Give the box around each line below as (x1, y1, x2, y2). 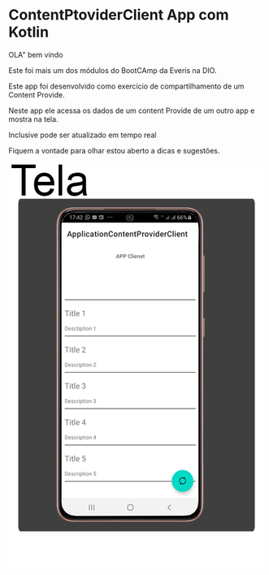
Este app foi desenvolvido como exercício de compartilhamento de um (8, 81, 245, 91)
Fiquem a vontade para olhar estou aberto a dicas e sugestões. (8, 145, 220, 155)
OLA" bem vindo (8, 50, 63, 59)
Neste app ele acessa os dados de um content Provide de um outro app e (8, 106, 255, 115)
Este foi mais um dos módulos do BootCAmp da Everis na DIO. (8, 65, 217, 75)
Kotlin (8, 23, 50, 41)
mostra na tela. (8, 114, 59, 123)
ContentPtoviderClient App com (8, 6, 229, 24)
